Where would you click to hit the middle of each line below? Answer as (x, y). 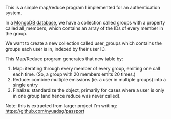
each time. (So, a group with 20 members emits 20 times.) (74, 74)
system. (14, 13)
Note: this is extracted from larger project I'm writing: (61, 106)
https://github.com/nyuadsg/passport (45, 111)
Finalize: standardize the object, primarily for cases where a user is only (89, 90)
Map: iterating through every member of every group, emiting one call (86, 69)
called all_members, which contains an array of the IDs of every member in (84, 28)
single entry (25, 85)
